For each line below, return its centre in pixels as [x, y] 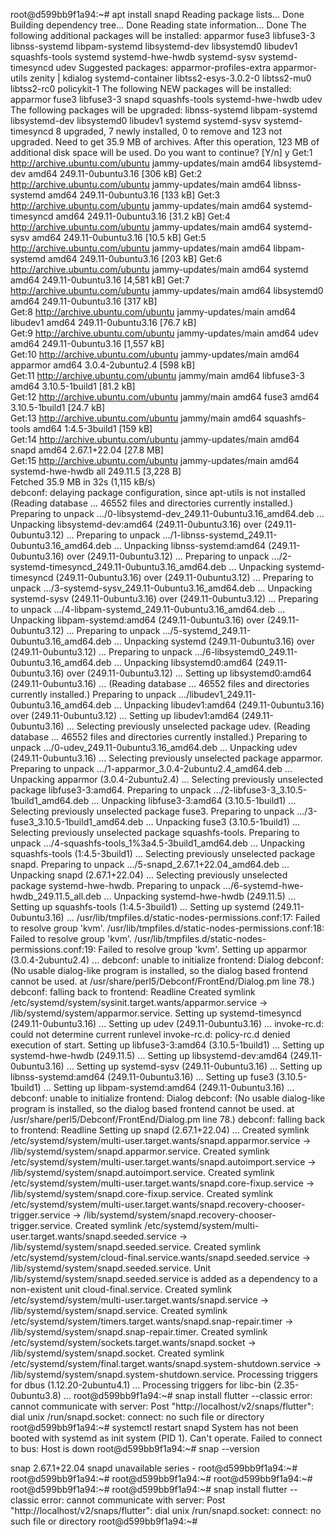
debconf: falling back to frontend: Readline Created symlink [133, 992]
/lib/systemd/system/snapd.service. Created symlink [119, 1310]
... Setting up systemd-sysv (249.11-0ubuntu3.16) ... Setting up [194, 1066]
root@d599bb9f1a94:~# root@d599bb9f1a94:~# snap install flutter [149, 1489]
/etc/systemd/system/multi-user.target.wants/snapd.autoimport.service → [163, 1162]
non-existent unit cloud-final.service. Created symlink [121, 1289]
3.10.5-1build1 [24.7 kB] [58, 407]
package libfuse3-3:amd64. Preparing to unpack [111, 790]
